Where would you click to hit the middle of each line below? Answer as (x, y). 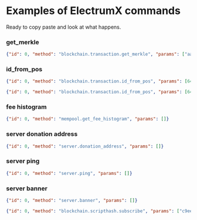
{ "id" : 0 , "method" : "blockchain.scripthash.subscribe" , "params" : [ (93, 211)
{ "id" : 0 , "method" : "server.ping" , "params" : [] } (69, 173)
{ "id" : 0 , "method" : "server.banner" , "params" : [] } (72, 200)
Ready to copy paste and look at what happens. (64, 27)
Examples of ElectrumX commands (93, 11)
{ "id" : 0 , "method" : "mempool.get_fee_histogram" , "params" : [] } (88, 119)
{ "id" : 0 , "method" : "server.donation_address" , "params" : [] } (85, 146)
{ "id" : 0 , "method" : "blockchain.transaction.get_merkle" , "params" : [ (95, 54)
